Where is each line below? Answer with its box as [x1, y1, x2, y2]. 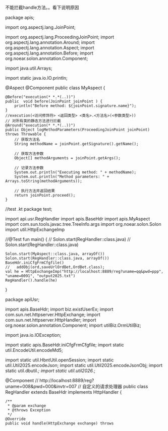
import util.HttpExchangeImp [5, 226, 65, 232]
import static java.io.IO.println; [5, 75, 68, 81]
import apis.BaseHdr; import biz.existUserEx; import [5, 306, 114, 312]
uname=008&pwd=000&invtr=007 [5, 384, 77, 389]
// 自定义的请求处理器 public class [78, 384, 148, 389]
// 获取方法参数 [14, 151, 44, 156]
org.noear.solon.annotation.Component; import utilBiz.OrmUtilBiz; [5, 322, 141, 328]
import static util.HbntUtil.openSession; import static [5, 357, 114, 363]
